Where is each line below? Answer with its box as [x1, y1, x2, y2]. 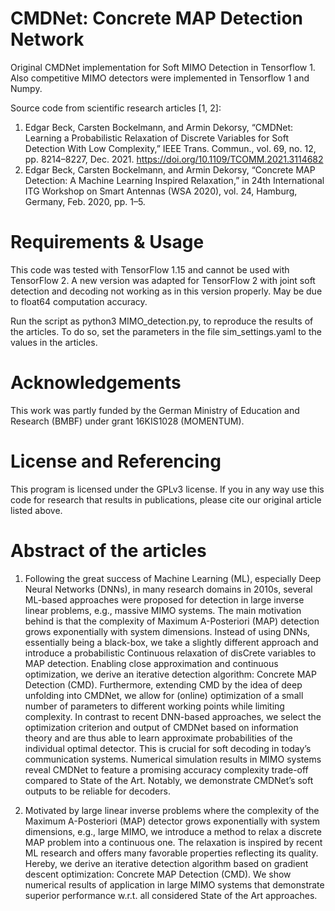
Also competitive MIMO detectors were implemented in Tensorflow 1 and [10, 72, 310, 84]
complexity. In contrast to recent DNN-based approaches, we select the [24, 710, 322, 722]
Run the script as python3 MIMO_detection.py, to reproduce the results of [10, 315, 314, 327]
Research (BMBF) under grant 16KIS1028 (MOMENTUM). [10, 415, 245, 427]
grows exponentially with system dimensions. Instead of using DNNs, [24, 625, 311, 637]
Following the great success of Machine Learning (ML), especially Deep [24, 572, 322, 584]
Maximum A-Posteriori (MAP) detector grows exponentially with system [24, 815, 321, 827]
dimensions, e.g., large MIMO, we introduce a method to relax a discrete [24, 825, 322, 837]
